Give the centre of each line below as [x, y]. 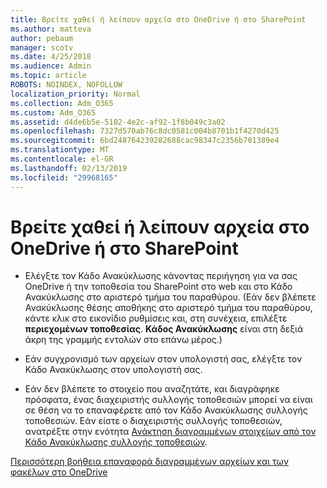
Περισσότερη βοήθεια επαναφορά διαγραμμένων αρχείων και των [150, 462]
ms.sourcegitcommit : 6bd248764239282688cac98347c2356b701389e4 [145, 141]
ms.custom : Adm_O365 [53, 112]
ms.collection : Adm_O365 [62, 103]
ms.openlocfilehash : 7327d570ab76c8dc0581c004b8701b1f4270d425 [145, 131]
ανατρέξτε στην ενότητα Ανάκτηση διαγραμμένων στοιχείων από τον [170, 432]
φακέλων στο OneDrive [59, 472]
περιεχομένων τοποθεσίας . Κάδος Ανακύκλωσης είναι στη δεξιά [164, 329]
